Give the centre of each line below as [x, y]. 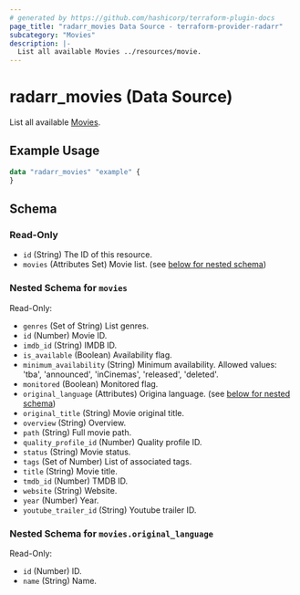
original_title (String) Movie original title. [103, 412]
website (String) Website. [70, 490]
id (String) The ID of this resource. [88, 255]
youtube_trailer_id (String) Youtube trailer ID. [109, 510]
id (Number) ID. [52, 570]
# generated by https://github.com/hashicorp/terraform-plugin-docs [142, 18]
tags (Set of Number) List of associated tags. [107, 461]
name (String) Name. [60, 580]
